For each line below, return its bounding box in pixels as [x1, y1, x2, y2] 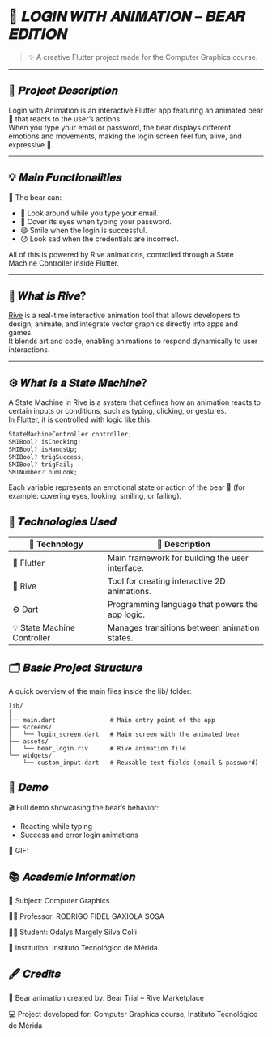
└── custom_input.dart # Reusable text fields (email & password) [23, 759, 259, 767]
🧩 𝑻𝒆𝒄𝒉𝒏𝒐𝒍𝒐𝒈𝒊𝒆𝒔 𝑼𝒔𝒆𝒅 [8, 514, 117, 529]
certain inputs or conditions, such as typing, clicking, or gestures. [8, 406, 227, 416]
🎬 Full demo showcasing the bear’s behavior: [8, 802, 159, 812]
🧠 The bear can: [8, 192, 62, 202]
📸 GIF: [8, 845, 29, 855]
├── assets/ [8, 737, 49, 746]
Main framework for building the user [108, 552, 249, 563]
